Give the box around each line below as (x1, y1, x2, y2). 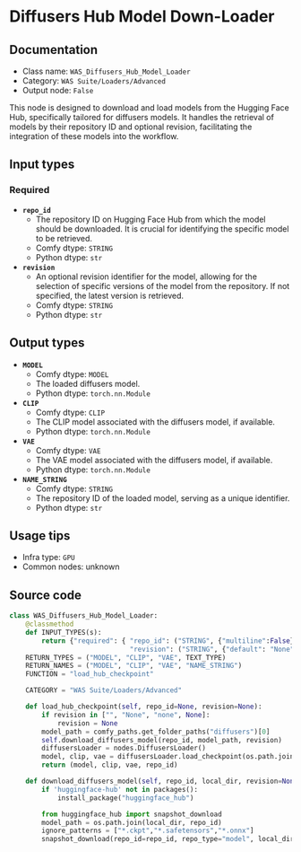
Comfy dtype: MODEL (35, 368, 109, 379)
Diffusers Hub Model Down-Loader (9, 6, 275, 27)
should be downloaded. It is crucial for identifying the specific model (35, 223, 289, 234)
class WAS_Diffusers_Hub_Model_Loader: (9, 611, 159, 620)
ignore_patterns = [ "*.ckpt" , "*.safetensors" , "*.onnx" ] (41, 826, 254, 836)
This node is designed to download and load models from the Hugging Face (9, 102, 289, 113)
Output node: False (21, 85, 94, 95)
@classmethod (25, 619, 74, 628)
